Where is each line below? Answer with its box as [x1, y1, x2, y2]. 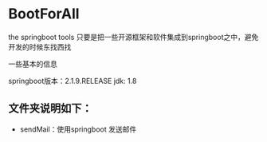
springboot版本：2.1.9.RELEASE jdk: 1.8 [8, 76, 137, 85]
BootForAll [8, 5, 80, 23]
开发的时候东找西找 [8, 41, 72, 52]
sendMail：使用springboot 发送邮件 [19, 124, 137, 134]
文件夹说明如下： [8, 101, 92, 116]
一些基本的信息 [8, 59, 57, 69]
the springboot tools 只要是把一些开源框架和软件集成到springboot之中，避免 [8, 32, 259, 41]
